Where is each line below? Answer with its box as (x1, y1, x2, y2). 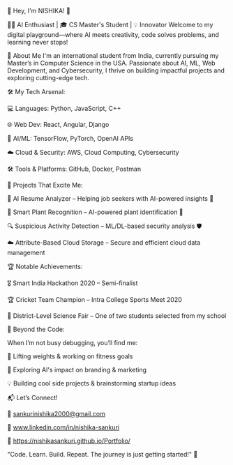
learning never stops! (7, 38, 68, 46)
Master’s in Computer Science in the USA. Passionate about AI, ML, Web (7, 59, 216, 67)
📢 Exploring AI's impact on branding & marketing (7, 366, 147, 374)
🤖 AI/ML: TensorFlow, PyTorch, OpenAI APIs (7, 135, 134, 142)
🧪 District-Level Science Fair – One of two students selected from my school (7, 312, 227, 320)
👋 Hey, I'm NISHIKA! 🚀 (7, 7, 71, 15)
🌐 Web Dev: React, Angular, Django (7, 121, 110, 128)
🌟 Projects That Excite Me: (7, 181, 84, 189)
